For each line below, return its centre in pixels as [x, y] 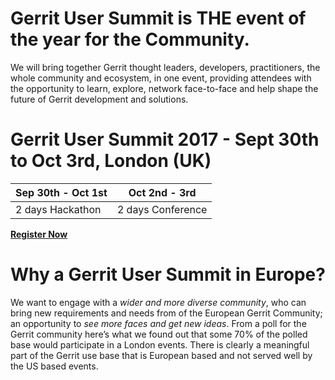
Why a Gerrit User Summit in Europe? [168, 274]
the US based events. [54, 366]
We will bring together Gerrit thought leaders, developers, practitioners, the [165, 67]
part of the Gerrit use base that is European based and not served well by [161, 355]
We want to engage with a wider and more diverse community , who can [158, 302]
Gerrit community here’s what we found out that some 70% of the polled [159, 334]
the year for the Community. [130, 39]
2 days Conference [162, 209]
